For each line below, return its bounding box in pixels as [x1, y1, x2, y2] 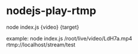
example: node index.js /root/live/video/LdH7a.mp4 [6, 35, 133, 42]
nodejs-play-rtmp [6, 4, 97, 18]
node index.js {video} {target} [6, 23, 79, 31]
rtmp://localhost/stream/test [6, 41, 76, 48]
